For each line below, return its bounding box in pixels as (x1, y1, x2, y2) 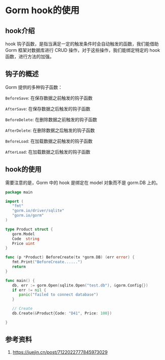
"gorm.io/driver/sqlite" (12, 208, 65, 213)
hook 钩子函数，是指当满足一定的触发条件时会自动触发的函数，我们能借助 (5, 41, 159, 47)
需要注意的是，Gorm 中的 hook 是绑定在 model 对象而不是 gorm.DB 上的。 (5, 179, 160, 186)
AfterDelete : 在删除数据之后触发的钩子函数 (5, 127, 95, 133)
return (12, 264, 26, 269)
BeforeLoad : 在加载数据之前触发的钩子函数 (5, 138, 93, 144)
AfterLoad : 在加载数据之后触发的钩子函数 (5, 149, 91, 155)
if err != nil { (12, 287, 47, 293)
